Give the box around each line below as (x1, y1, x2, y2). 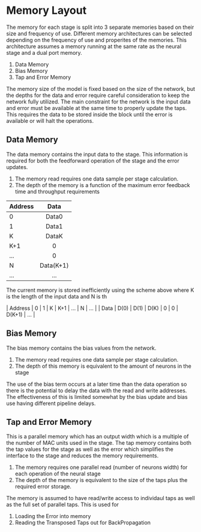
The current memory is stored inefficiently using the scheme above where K (6, 286, 194, 294)
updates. (6, 163, 28, 170)
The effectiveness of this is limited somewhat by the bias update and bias (6, 393, 188, 400)
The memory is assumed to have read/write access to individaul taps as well (6, 495, 195, 502)
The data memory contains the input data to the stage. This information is (6, 150, 188, 158)
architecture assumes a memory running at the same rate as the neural (6, 43, 182, 50)
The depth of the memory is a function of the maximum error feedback (14, 181, 190, 188)
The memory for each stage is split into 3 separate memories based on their (6, 23, 194, 31)
